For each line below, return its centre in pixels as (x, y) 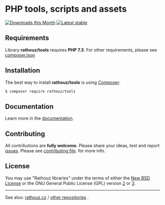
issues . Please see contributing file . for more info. (55, 151)
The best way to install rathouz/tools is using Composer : (63, 82)
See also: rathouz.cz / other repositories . (47, 197)
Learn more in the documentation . (40, 118)
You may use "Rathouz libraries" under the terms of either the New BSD (78, 178)
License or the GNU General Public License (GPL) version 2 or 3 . (70, 183)
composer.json (20, 55)
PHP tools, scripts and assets (66, 9)
